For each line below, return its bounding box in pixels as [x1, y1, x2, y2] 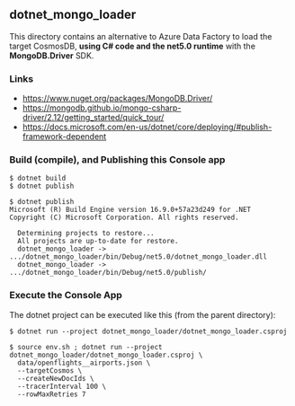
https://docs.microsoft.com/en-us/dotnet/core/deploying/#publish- [22, 121, 273, 133]
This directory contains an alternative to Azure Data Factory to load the [9, 31, 273, 41]
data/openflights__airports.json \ [17, 358, 151, 367]
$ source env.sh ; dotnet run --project [9, 342, 164, 351]
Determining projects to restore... [17, 229, 155, 238]
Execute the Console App [9, 289, 123, 302]
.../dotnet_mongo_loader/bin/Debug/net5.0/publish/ [9, 269, 207, 278]
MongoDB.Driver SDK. [9, 49, 94, 61]
